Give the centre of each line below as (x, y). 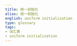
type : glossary (20, 23)
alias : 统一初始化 (22, 14)
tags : (10, 27)
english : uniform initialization (39, 18)
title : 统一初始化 (22, 9)
